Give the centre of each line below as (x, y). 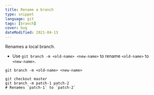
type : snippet (20, 14)
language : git (20, 19)
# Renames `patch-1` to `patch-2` (41, 88)
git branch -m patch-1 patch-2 (37, 83)
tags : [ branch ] (21, 23)
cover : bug (16, 28)
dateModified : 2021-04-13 (31, 32)
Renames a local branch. (30, 47)
